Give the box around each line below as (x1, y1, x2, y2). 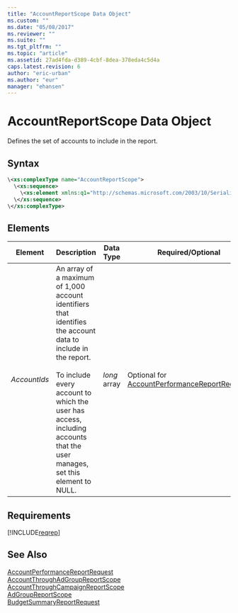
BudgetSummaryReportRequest (7, 597, 101, 606)
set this (55, 468, 80, 478)
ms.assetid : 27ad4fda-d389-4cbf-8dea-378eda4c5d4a (7, 57, 160, 64)
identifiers (55, 299, 90, 309)
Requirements (7, 510, 71, 522)
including (55, 423, 87, 433)
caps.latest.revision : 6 (7, 63, 81, 70)
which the (55, 397, 89, 407)
